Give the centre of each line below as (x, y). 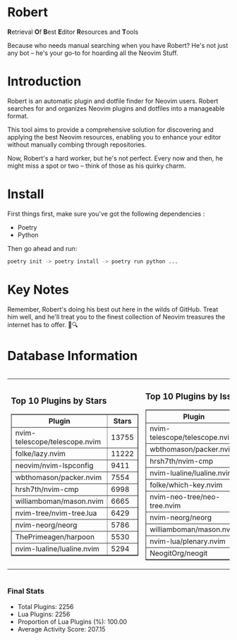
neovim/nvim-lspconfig (54, 466)
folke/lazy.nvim (40, 454)
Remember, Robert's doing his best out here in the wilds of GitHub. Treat (113, 309)
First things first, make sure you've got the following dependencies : (106, 214)
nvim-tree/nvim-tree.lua (56, 513)
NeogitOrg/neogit (178, 553)
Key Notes (38, 289)
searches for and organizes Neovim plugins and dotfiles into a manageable (116, 108)
